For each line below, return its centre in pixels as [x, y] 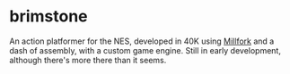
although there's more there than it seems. [88, 60]
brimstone [48, 16]
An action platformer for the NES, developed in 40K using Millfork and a [142, 41]
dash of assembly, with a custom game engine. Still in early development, [145, 50]
